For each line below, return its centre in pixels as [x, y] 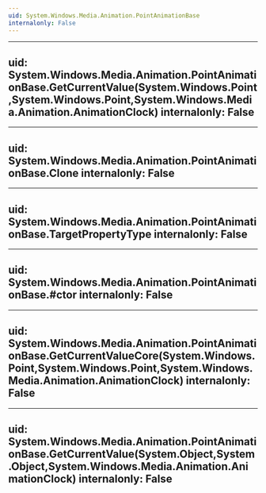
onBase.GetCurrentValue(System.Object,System [132, 454]
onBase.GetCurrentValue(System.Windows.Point [133, 87]
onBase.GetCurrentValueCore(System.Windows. [132, 356]
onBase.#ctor [43, 295]
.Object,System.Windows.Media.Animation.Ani [128, 466]
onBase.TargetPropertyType [80, 234]
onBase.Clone [44, 173]
